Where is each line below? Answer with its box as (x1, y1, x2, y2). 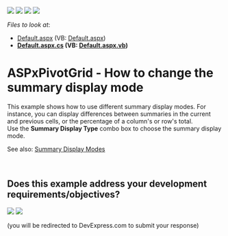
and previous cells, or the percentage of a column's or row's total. (7, 117, 193, 125)
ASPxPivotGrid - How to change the (7, 65, 214, 81)
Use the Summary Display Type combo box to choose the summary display (7, 124, 222, 132)
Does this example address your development (7, 178, 207, 190)
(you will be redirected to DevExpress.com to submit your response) (7, 221, 199, 229)
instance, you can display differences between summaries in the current (7, 110, 211, 118)
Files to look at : (7, 21, 51, 29)
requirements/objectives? (7, 189, 121, 200)
